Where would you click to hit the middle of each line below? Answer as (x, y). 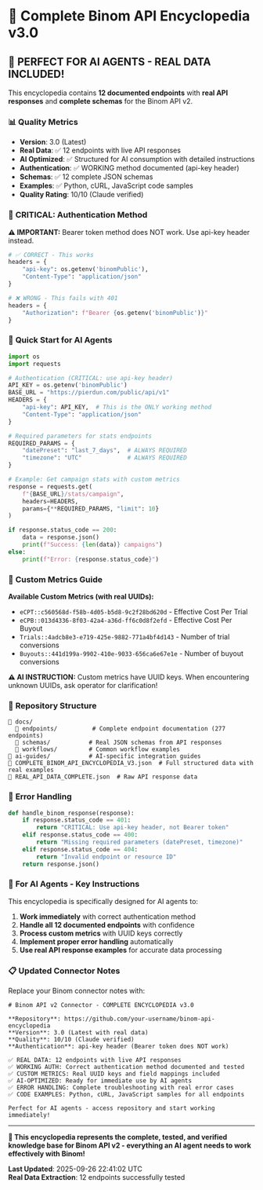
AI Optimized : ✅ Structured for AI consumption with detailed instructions (137, 159)
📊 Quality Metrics (43, 122)
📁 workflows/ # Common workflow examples (97, 749)
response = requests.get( (50, 486)
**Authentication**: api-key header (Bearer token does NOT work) (119, 1047)
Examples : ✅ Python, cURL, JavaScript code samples (106, 186)
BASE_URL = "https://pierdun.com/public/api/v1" (89, 393)
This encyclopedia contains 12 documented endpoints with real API (118, 93)
